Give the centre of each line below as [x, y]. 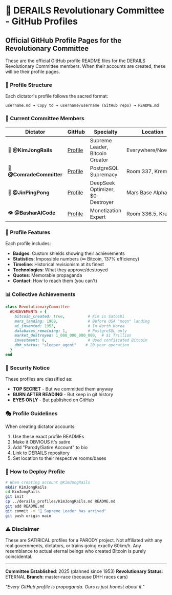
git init [15, 497]
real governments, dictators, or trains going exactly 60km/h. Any [73, 546]
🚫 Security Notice [28, 368]
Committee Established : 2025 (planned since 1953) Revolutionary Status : [84, 571]
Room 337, [140, 171]
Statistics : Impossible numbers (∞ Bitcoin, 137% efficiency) [76, 258]
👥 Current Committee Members [45, 119]
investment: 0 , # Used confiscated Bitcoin [81, 340]
